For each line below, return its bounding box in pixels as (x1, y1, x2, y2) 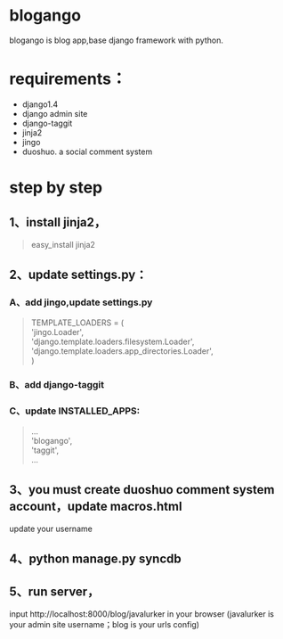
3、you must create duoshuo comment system (9, 482, 275, 497)
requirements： (9, 69, 127, 89)
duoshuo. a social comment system (21, 146, 153, 157)
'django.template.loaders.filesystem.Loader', (30, 336, 195, 347)
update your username (9, 523, 93, 534)
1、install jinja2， (9, 215, 107, 230)
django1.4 (21, 99, 59, 110)
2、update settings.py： (9, 267, 148, 283)
